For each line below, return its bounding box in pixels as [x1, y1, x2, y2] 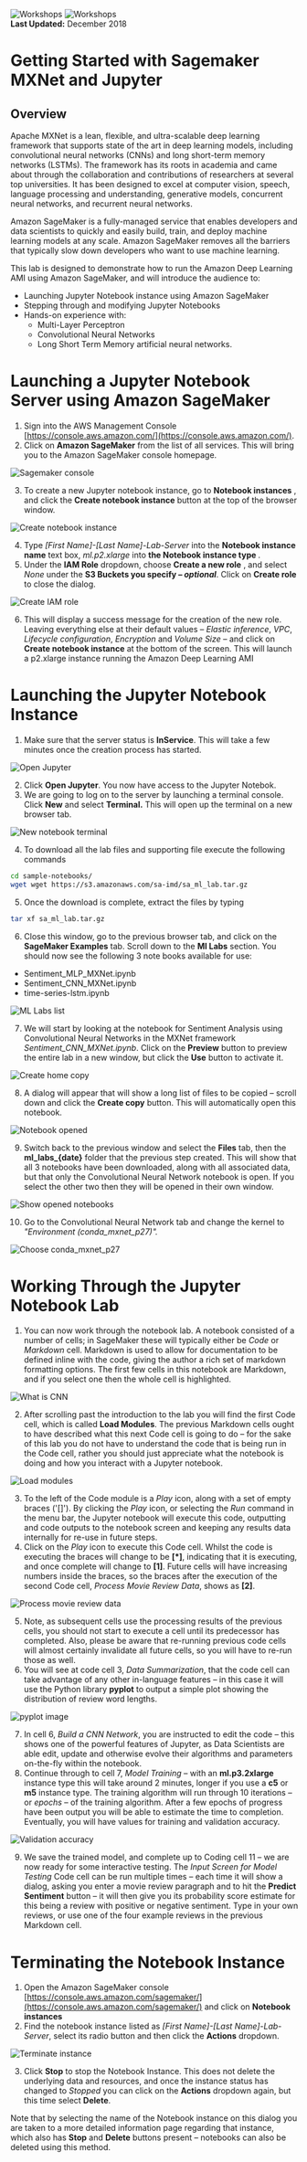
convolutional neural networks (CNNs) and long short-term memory [10, 150, 266, 160]
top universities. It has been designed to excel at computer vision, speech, [10, 179, 291, 189]
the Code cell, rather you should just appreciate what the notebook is [23, 1448, 284, 1459]
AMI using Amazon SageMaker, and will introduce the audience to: [10, 272, 261, 283]
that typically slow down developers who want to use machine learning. [10, 245, 281, 256]
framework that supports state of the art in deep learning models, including [10, 140, 293, 151]
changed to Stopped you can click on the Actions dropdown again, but [23, 2085, 291, 2096]
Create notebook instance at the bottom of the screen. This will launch [23, 642, 292, 653]
